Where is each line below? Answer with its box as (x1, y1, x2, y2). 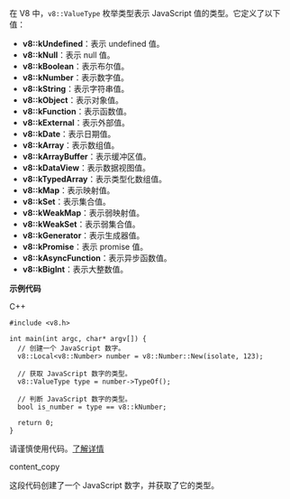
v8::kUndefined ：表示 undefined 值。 (22, 39, 165, 49)
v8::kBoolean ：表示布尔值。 (22, 61, 130, 71)
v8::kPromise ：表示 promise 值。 (22, 242, 149, 252)
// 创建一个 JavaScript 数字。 (17, 344, 125, 353)
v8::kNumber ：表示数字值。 (22, 72, 129, 83)
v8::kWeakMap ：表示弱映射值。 (22, 208, 145, 218)
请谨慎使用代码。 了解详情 (9, 443, 104, 454)
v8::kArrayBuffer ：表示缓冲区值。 (22, 152, 151, 162)
